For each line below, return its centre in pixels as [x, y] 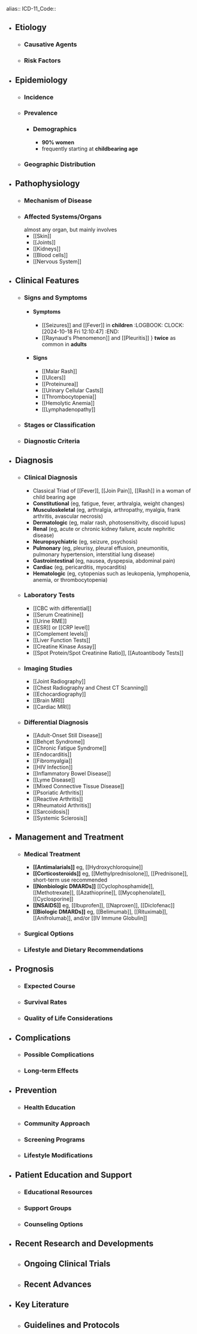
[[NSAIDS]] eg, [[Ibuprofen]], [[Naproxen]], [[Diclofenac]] [104, 906]
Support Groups [48, 1208]
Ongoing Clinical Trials [67, 1264]
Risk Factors [42, 61]
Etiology [31, 27]
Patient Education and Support [73, 1175]
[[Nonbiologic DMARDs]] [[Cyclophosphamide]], [93, 886]
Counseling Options [53, 1224]
